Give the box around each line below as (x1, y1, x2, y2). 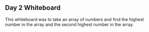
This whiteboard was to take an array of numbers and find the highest (5, 16, 144, 22)
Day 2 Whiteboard (5, 4, 61, 12)
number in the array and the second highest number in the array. (5, 21, 134, 27)
